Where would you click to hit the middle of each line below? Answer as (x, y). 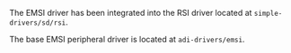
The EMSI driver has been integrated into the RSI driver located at (131, 13)
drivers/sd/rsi (38, 23)
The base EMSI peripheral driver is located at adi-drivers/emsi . (127, 39)
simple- (268, 13)
